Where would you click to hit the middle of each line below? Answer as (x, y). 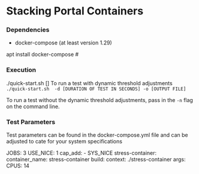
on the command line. (33, 106)
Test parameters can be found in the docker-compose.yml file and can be (97, 135)
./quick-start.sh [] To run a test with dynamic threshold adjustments (89, 83)
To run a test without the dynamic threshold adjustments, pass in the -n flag (100, 100)
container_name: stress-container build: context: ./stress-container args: (96, 160)
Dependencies (28, 30)
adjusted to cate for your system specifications (64, 142)
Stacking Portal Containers (75, 11)
